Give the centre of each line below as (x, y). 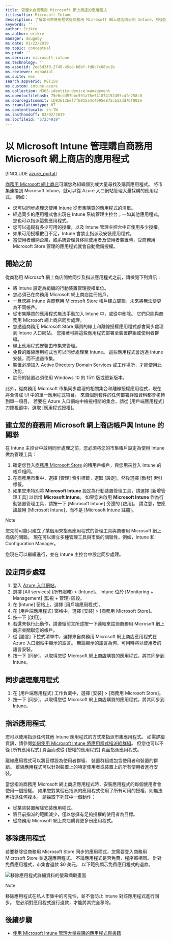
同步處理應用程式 (32, 680)
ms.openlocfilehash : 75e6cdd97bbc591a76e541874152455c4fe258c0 (74, 96)
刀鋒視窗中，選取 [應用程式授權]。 (41, 408)
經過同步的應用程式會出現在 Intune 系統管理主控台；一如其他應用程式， (87, 214)
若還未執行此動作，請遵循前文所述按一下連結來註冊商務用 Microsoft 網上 (89, 624)
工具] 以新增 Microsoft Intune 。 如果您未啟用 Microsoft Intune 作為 (88, 497)
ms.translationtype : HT (31, 105)
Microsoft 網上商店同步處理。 (54, 320)
